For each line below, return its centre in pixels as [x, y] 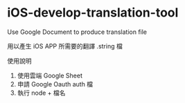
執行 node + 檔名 [41, 93]
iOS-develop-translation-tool [93, 13]
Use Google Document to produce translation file [77, 32]
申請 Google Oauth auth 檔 [55, 84]
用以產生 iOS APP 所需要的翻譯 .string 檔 [65, 46]
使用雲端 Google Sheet [50, 75]
